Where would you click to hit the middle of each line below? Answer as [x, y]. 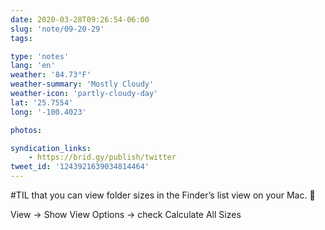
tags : [21, 38]
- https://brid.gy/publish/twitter [102, 157]
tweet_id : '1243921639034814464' [80, 167]
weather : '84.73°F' [51, 75]
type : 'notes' [40, 56]
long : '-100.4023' [48, 112]
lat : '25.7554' [42, 102]
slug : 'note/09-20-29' [57, 29]
